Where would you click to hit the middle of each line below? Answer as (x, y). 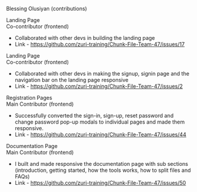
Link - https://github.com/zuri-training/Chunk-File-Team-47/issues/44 (101, 134)
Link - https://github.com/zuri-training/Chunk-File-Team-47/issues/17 (100, 44)
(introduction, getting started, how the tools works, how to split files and (103, 170)
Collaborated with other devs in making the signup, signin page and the (102, 73)
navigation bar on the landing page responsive (72, 80)
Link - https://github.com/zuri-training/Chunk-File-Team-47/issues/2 (99, 86)
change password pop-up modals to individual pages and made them (100, 122)
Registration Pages (29, 98)
